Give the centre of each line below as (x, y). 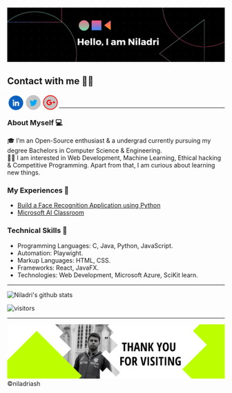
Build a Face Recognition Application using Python (89, 205)
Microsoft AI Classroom (50, 213)
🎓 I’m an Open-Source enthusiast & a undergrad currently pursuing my (109, 141)
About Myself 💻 (35, 123)
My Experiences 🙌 (38, 190)
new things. (24, 172)
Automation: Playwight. (50, 253)
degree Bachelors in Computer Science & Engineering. (85, 151)
